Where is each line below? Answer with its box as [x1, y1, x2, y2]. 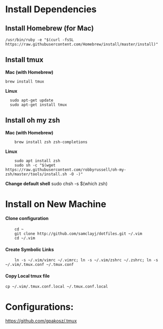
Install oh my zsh [5, 116, 60, 125]
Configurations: [5, 301, 74, 313]
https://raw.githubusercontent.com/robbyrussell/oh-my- [5, 167, 126, 172]
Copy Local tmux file [5, 272, 50, 279]
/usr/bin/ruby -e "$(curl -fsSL [5, 37, 74, 42]
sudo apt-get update [10, 98, 53, 103]
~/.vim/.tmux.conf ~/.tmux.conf [5, 262, 74, 267]
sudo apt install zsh [14, 158, 60, 163]
